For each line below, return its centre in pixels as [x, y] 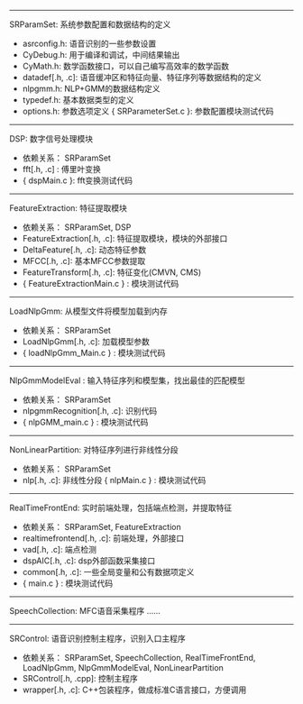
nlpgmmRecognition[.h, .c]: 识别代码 [90, 411]
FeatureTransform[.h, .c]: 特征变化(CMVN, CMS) [112, 272]
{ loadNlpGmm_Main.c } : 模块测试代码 [94, 353]
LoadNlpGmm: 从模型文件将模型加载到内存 [89, 311]
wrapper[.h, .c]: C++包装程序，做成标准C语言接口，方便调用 [134, 690]
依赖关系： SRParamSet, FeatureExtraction [102, 527]
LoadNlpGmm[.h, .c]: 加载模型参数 [86, 342]
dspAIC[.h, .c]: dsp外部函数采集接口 [89, 561]
